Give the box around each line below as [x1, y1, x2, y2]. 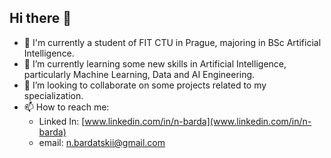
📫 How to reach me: [23, 101, 110, 113]
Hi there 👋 [9, 10, 72, 27]
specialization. [23, 89, 84, 101]
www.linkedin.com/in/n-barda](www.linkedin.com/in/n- [84, 115, 312, 127]
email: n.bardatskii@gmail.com [38, 136, 166, 148]
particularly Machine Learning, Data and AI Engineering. [23, 68, 256, 80]
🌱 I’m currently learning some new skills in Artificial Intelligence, [23, 57, 287, 70]
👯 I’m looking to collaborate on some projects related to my [23, 79, 267, 91]
